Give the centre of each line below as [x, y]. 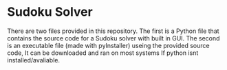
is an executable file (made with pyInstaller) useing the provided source [108, 45]
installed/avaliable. [34, 60]
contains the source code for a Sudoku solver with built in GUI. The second [113, 38]
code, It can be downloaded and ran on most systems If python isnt [103, 53]
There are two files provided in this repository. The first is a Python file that [113, 31]
